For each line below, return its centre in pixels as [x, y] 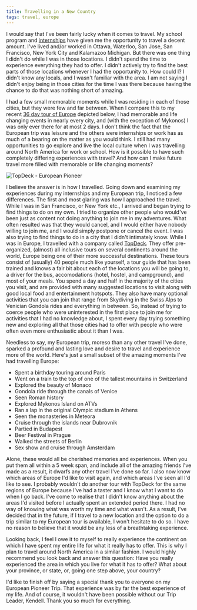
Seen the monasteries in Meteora [55, 416]
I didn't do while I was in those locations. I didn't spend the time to [86, 59]
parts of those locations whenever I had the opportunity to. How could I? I [95, 71]
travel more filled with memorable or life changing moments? [80, 164]
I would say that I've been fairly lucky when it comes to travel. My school [94, 34]
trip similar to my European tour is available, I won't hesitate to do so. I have [98, 521]
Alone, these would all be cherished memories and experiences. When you [97, 459]
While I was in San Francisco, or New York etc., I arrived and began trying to [98, 205]
